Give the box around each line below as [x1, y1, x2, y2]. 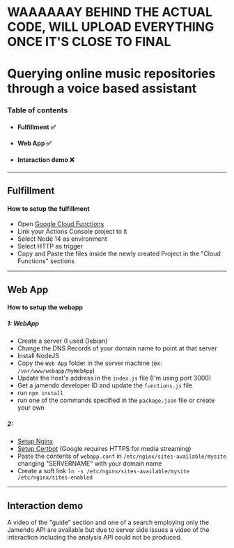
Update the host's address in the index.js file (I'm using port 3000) [17, 374, 211, 383]
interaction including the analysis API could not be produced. [7, 533, 182, 542]
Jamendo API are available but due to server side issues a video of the [7, 526, 210, 534]
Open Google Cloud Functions [17, 220, 104, 228]
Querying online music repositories [7, 66, 216, 82]
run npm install [17, 389, 64, 397]
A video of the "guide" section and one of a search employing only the [7, 518, 210, 527]
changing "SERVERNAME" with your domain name [17, 459, 162, 468]
